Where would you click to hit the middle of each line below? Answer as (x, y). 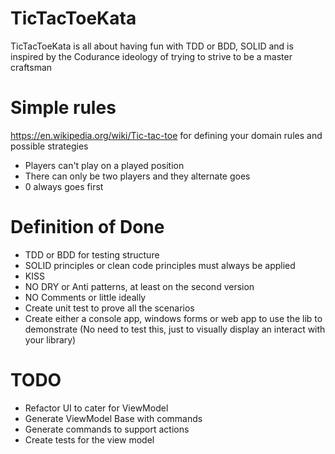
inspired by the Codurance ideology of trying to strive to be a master (151, 56)
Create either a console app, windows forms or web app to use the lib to (173, 318)
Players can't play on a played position (104, 165)
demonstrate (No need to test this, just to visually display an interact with (175, 329)
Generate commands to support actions (107, 429)
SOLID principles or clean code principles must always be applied (160, 265)
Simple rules (63, 108)
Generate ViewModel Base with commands (113, 418)
